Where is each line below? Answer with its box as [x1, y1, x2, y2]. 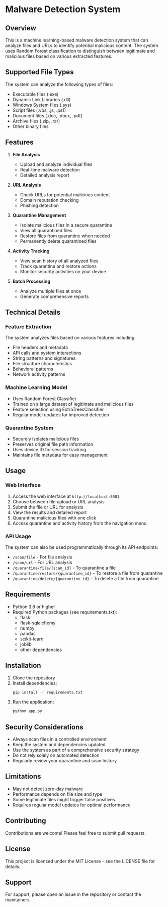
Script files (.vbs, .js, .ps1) [12, 107, 66, 113]
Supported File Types [5, 68, 74, 76]
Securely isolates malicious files [12, 436, 79, 442]
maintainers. [5, 897, 31, 903]
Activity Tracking [12, 248, 50, 254]
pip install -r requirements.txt [12, 689, 83, 695]
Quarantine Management [12, 212, 66, 218]
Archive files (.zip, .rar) [12, 118, 60, 124]
